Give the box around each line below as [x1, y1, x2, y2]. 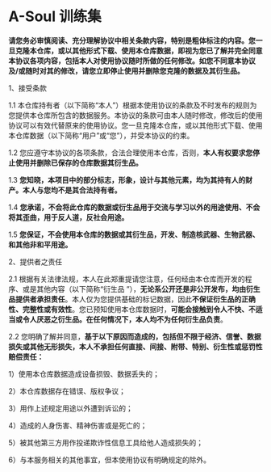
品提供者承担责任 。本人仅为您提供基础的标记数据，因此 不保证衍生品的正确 [8, 294, 256, 304]
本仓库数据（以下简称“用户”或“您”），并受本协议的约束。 [8, 130, 194, 140]
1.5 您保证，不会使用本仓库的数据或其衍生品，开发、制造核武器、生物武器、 [8, 230, 260, 239]
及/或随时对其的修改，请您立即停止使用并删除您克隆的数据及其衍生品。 [8, 65, 244, 75]
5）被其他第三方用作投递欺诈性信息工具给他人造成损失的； [8, 437, 204, 447]
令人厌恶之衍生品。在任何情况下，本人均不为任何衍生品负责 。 [22, 314, 227, 324]
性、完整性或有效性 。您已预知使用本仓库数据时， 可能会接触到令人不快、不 [8, 304, 256, 314]
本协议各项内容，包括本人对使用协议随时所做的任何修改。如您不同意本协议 [8, 56, 256, 65]
